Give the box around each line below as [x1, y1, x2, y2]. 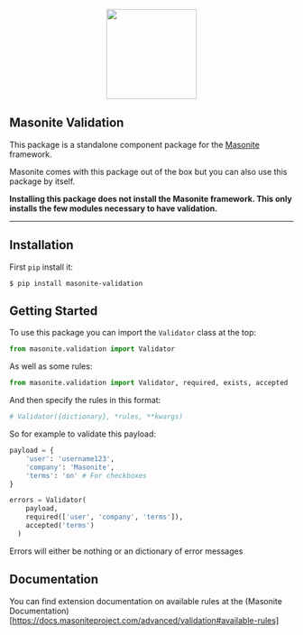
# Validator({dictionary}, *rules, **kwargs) [9, 412, 183, 421]
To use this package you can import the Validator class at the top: [9, 327, 257, 338]
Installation [9, 237, 74, 253]
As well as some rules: [9, 361, 93, 372]
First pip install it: [9, 262, 74, 272]
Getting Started [9, 303, 98, 319]
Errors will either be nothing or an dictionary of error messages [9, 546, 243, 557]
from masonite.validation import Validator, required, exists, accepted [9, 379, 289, 388]
